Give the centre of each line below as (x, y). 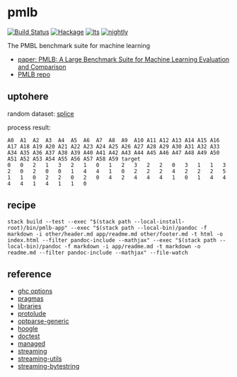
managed (31, 344)
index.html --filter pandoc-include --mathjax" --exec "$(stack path (112, 240)
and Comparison (42, 66)
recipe (22, 205)
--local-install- (160, 221)
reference (29, 274)
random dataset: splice (41, 113)
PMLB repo (34, 74)
